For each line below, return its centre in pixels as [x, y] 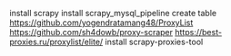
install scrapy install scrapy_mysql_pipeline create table [113, 13]
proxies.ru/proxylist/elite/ [56, 42]
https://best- [199, 32]
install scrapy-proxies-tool [154, 42]
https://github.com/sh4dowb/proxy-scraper [91, 32]
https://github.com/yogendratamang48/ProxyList [101, 23]
